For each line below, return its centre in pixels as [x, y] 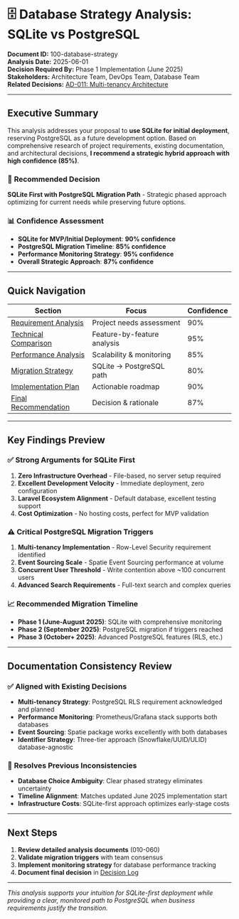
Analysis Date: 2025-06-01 [48, 61]
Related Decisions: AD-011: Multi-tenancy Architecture [88, 84]
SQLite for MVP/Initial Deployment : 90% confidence [96, 239]
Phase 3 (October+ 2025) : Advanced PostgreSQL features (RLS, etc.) [120, 637]
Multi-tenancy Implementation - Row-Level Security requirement [114, 547]
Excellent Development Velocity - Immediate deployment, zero [111, 483]
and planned [36, 709]
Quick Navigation [47, 290]
